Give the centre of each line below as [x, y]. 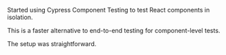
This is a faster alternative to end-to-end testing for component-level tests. [114, 31]
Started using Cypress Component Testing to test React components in [109, 10]
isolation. [20, 17]
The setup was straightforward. [52, 44]
